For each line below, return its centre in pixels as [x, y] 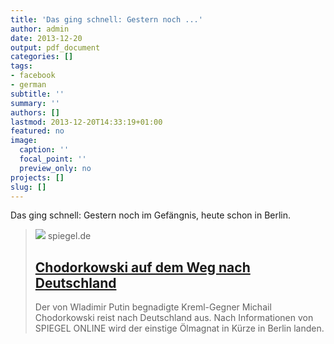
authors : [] [35, 112]
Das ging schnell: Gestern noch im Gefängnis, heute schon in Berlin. [151, 215]
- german [28, 85]
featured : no [37, 131]
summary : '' [35, 103]
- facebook [33, 76]
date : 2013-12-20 [46, 38]
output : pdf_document [55, 47]
